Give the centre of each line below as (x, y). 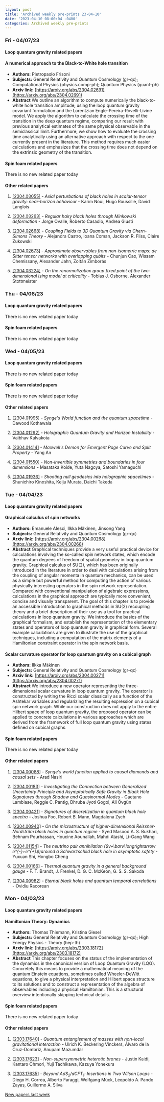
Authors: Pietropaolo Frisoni (41, 74)
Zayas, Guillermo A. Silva (37, 1085)
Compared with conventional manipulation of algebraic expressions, (81, 591)
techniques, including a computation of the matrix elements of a (77, 638)
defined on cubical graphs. (39, 727)
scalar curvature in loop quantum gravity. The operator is (95, 691)
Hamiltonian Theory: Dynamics (37, 921)
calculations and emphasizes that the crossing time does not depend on (85, 147)
